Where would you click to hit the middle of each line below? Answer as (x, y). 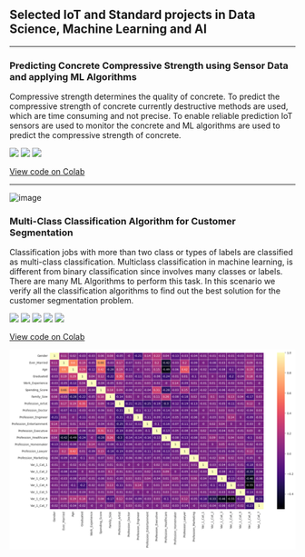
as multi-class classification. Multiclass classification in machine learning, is (151, 262)
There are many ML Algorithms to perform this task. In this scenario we (143, 282)
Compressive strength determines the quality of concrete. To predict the (145, 97)
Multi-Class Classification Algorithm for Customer (123, 222)
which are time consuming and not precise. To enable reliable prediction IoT (151, 116)
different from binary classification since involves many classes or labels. (146, 272)
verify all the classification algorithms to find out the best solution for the (145, 291)
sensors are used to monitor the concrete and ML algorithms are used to (145, 125)
